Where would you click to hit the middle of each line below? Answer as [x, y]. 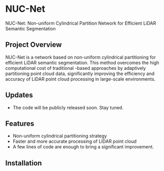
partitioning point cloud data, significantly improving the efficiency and [80, 73]
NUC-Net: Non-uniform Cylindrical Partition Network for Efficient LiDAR [81, 23]
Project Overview [34, 45]
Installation [24, 163]
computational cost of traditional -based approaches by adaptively [76, 68]
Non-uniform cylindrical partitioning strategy [60, 136]
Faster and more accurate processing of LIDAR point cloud [75, 141]
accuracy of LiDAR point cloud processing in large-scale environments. [80, 79]
